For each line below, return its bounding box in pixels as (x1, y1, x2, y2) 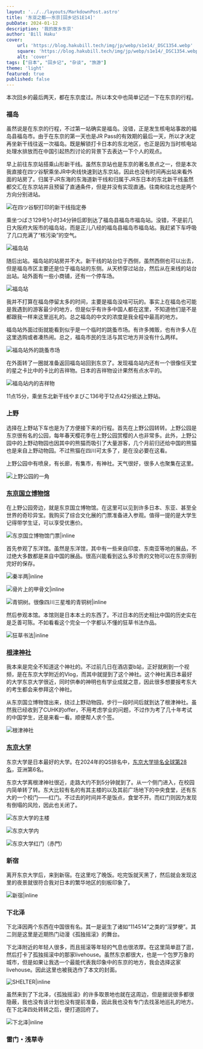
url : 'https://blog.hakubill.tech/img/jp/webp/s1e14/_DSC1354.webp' (17, 43, 193, 49)
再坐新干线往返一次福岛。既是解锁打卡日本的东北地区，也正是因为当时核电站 (6, 140, 197, 148)
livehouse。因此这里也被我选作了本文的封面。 (6, 966, 121, 973)
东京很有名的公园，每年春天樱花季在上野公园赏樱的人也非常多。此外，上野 (6, 432, 192, 439)
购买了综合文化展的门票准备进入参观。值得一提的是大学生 (53, 512, 197, 519)
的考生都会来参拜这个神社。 (6, 686, 76, 693)
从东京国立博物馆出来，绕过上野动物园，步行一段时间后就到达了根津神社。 (6, 699, 192, 706)
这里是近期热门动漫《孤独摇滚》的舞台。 (22, 930, 123, 938)
